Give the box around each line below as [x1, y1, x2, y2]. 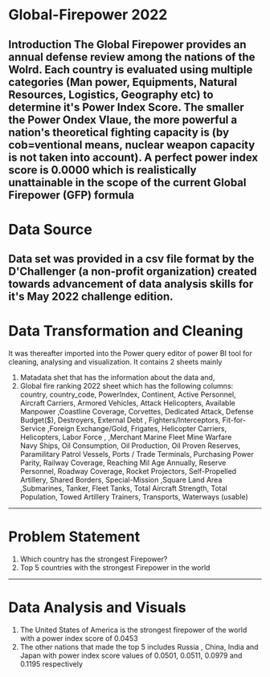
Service [19, 424, 46, 434]
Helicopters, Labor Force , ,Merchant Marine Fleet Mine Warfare [19, 432, 232, 442]
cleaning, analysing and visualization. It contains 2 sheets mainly [8, 357, 223, 367]
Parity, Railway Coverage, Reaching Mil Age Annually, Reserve [19, 458, 227, 467]
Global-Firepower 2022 [8, 6, 168, 24]
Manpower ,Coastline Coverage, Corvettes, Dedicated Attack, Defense [19, 407, 254, 417]
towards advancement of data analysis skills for [8, 277, 254, 291]
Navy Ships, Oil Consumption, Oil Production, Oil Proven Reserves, [19, 441, 241, 451]
